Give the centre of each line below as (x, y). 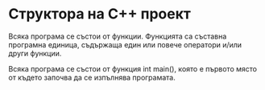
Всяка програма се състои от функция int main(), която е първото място (133, 68)
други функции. (35, 53)
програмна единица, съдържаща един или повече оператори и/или (125, 44)
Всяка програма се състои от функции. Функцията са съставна (118, 36)
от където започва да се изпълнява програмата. (92, 77)
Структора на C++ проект (100, 14)
